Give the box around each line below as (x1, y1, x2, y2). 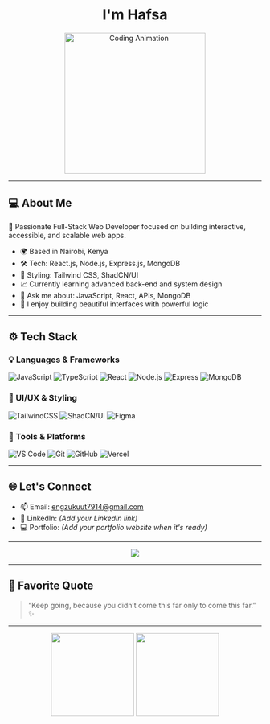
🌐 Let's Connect (8, 480, 92, 494)
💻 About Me (8, 196, 72, 210)
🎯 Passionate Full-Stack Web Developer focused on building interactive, (8, 221, 247, 231)
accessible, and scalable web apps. (8, 230, 126, 240)
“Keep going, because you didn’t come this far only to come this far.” (27, 600, 256, 610)
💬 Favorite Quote (8, 579, 94, 593)
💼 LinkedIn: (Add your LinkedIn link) (19, 513, 138, 523)
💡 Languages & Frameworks (8, 354, 121, 365)
